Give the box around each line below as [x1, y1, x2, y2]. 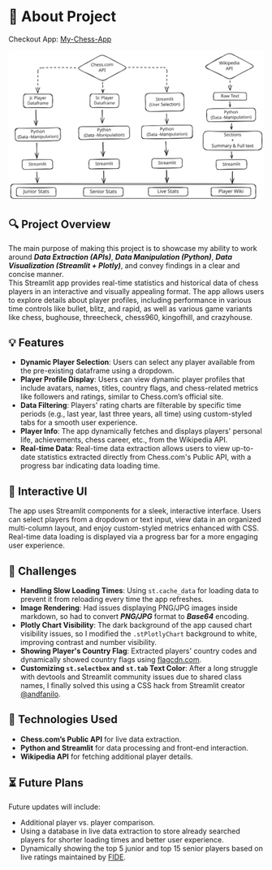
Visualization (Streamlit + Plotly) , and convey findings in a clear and [8, 260, 240, 271]
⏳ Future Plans [8, 776, 84, 790]
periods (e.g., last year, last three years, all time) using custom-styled [19, 409, 253, 419]
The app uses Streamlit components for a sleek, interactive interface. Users [8, 506, 261, 516]
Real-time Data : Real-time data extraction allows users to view [19, 444, 231, 453]
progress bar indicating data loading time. [19, 461, 161, 470]
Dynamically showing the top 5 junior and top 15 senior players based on [19, 843, 264, 853]
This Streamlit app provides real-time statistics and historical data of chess [8, 278, 259, 288]
